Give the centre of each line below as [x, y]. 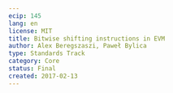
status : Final [32, 69]
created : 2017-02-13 [43, 76]
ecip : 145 [25, 16]
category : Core [34, 61]
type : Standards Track [47, 53]
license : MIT [30, 31]
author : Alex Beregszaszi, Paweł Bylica [78, 46]
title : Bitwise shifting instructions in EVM [86, 38]
